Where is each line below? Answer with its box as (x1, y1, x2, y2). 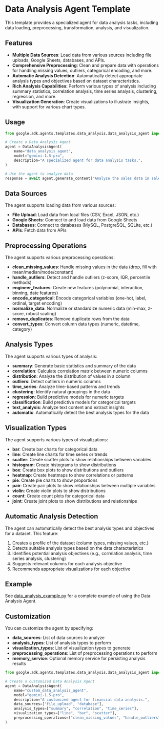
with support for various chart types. (12, 104, 86, 109)
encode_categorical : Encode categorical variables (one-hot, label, (12, 295, 146, 301)
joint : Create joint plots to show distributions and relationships (12, 498, 138, 504)
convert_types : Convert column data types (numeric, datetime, (12, 321, 140, 327)
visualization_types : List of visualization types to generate (12, 645, 131, 651)
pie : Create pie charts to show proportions (12, 477, 98, 483)
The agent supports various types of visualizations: (5, 436, 108, 443)
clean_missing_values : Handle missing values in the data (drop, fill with (12, 264, 157, 270)
